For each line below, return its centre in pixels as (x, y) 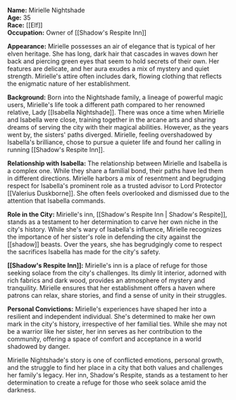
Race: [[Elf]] (25, 25)
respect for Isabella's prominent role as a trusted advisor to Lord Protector (115, 186)
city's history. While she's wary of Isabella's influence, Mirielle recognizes (114, 229)
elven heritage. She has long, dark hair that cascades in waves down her (113, 54)
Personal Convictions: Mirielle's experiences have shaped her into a (107, 309)
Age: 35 (19, 18)
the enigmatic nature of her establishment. (69, 83)
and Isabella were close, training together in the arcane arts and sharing (112, 120)
